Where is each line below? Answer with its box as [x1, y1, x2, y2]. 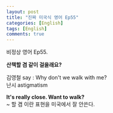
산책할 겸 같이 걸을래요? [6, 61, 62, 69]
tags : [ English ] [6, 25, 47, 32]
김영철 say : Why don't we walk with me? [6, 74, 107, 81]
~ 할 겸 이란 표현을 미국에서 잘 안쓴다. [6, 100, 95, 108]
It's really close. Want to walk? [6, 94, 85, 101]
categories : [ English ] [6, 20, 63, 26]
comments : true [6, 31, 45, 37]
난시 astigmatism [6, 82, 48, 89]
